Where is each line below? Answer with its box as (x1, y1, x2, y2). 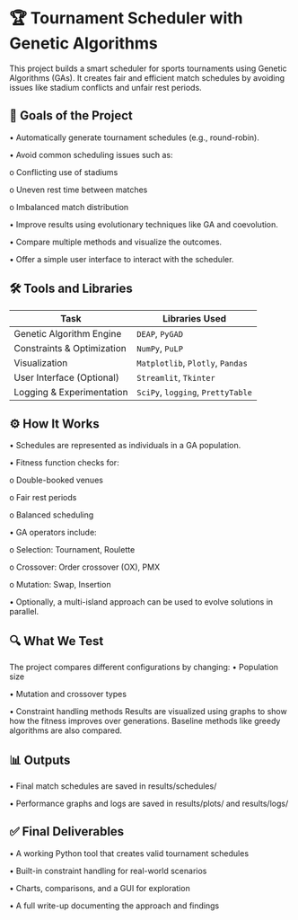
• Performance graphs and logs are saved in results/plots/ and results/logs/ (9, 798, 289, 809)
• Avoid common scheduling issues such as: (9, 149, 173, 160)
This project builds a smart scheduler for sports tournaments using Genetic (9, 63, 287, 74)
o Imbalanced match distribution (9, 201, 129, 212)
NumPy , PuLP (136, 341, 184, 354)
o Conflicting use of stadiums (9, 166, 118, 177)
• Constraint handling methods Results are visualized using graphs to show (9, 706, 287, 717)
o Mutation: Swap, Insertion (9, 579, 111, 590)
